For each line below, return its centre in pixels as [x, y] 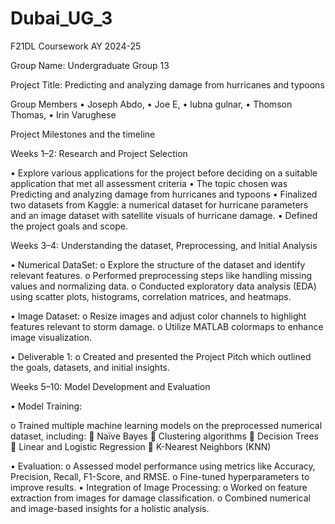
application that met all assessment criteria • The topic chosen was [149, 183]
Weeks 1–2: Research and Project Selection [99, 153]
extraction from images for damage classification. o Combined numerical [160, 498]
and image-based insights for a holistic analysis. [110, 508]
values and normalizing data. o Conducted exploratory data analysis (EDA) [163, 286]
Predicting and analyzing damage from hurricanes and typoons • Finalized [164, 194]
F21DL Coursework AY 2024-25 [76, 46]
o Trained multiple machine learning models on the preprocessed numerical [166, 425]
